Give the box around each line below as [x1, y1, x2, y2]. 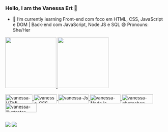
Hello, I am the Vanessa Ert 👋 [5, 5, 78, 12]
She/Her [12, 27, 31, 33]
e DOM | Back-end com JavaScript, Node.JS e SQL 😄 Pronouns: [12, 21, 149, 28]
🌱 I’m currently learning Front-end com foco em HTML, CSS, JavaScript [12, 16, 163, 22]
